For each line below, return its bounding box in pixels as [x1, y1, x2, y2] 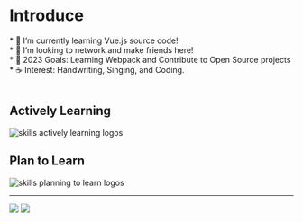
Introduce [9, 5, 84, 26]
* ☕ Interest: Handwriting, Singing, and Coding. [9, 64, 185, 75]
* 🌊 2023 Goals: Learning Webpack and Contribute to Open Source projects [9, 54, 291, 65]
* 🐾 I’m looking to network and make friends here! [9, 44, 194, 55]
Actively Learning [9, 103, 111, 119]
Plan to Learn [9, 154, 86, 169]
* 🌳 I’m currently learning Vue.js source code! [9, 35, 179, 46]
